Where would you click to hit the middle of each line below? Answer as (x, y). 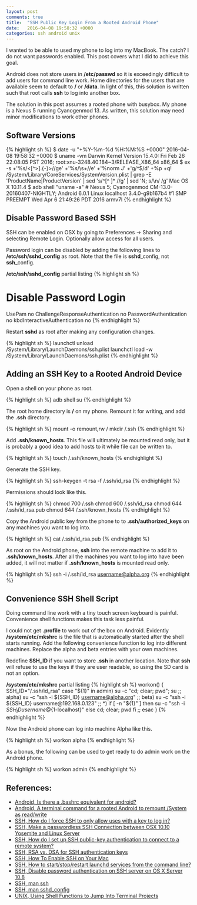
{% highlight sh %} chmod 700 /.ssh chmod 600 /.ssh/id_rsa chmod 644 (94, 503)
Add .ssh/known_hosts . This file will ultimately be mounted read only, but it (98, 440)
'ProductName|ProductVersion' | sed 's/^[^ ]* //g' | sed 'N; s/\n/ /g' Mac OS (97, 181)
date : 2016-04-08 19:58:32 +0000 (50, 28)
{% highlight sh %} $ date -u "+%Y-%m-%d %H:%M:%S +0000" (86, 149)
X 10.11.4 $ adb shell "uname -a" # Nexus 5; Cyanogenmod (77, 187)
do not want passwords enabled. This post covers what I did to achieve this (98, 57)
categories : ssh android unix (43, 34)
